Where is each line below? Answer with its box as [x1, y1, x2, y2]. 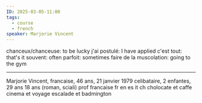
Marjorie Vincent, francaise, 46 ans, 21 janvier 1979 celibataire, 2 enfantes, [6, 77, 191, 84]
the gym [6, 60, 27, 68]
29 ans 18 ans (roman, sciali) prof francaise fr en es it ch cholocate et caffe [6, 84, 192, 91]
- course [11, 20, 34, 26]
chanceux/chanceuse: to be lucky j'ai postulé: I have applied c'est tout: [6, 47, 182, 54]
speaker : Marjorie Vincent [6, 31, 74, 37]
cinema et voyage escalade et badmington [6, 90, 112, 98]
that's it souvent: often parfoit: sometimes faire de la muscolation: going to [6, 54, 191, 61]
